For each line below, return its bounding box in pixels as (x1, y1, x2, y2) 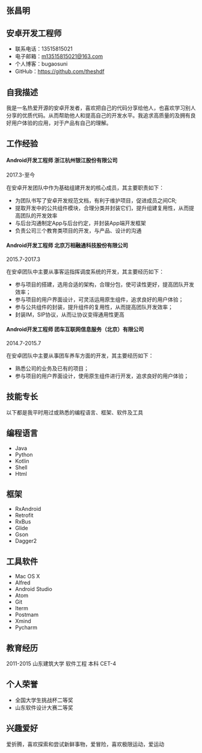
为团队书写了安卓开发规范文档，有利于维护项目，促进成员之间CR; (14, 196, 177, 204)
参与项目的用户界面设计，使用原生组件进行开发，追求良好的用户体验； (14, 372, 189, 380)
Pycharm (14, 624, 38, 631)
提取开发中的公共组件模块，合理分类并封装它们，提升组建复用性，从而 (14, 204, 189, 211)
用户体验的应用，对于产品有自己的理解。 (11, 119, 112, 127)
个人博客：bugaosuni (14, 60, 68, 67)
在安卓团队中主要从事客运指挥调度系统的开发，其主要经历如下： (6, 267, 164, 275)
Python (14, 451, 33, 458)
